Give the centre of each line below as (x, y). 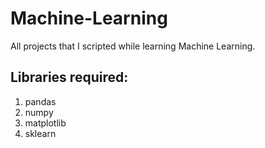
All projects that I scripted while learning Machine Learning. (133, 46)
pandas (40, 101)
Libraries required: (69, 77)
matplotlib (45, 123)
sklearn (40, 133)
